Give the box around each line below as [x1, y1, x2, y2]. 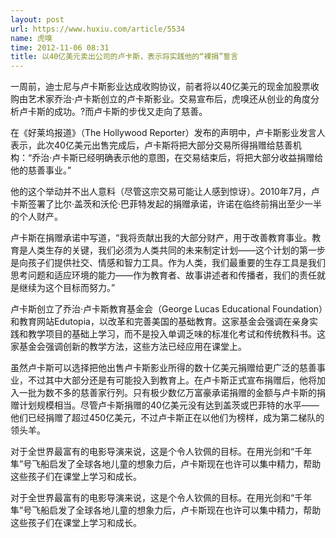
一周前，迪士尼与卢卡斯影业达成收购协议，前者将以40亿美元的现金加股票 [10, 81, 311, 93]
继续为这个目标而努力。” [18, 282, 116, 294]
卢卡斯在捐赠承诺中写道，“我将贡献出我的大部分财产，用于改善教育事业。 [10, 232, 313, 244]
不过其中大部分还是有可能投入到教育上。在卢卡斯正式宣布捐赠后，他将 [27, 374, 317, 386]
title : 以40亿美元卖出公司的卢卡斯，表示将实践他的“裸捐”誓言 [10, 52, 239, 62]
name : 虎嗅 [10, 33, 53, 43]
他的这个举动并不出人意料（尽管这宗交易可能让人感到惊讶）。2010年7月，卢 [10, 186, 320, 198]
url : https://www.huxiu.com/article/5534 [10, 24, 186, 34]
